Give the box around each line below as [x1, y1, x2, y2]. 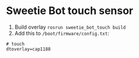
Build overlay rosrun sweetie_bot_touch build [14, 23, 126, 30]
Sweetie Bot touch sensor [6, 4, 134, 18]
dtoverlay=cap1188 [6, 46, 51, 52]
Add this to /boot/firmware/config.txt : [14, 29, 109, 36]
